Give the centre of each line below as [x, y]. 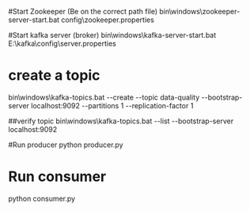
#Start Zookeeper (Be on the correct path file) [83, 11]
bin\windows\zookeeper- [200, 11]
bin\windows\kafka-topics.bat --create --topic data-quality [104, 97]
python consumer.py [42, 198]
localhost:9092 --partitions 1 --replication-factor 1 [112, 105]
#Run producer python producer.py [66, 145]
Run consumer [57, 177]
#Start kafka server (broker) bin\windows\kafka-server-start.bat [112, 35]
